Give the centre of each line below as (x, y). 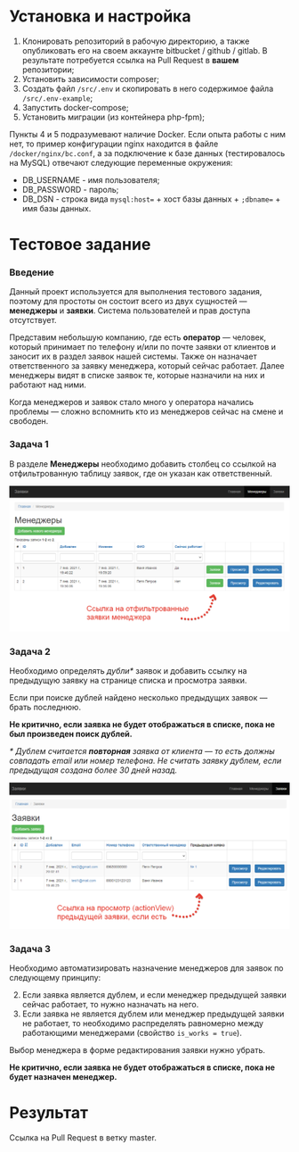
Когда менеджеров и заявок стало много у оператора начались (131, 402)
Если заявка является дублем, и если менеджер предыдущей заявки (154, 995)
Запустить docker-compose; (75, 107)
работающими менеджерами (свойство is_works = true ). (132, 1033)
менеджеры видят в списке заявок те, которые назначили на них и (137, 376)
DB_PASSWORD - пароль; (70, 189)
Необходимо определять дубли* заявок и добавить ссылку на (128, 671)
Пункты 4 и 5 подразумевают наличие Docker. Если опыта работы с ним (148, 134)
